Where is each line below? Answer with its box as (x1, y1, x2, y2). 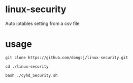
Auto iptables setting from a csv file (5, 20, 80, 26)
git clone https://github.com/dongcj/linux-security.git (5, 55, 128, 60)
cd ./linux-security (5, 64, 49, 69)
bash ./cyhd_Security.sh (5, 73, 58, 78)
